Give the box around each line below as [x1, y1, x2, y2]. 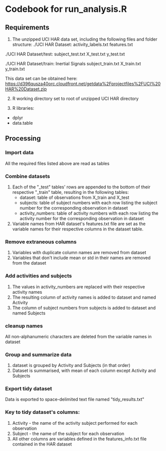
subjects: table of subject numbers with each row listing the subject [19, 199, 158, 206]
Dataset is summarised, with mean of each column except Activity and [12, 367, 156, 374]
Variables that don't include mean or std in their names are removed [12, 255, 151, 261]
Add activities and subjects [5, 272, 72, 279]
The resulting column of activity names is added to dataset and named [12, 294, 157, 300]
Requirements [5, 23, 49, 32]
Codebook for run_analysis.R [5, 3, 127, 15]
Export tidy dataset [5, 385, 52, 392]
